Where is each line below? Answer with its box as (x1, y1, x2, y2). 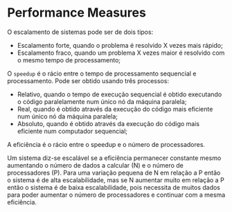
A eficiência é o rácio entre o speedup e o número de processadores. (7, 140, 206, 148)
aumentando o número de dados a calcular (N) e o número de (7, 161, 184, 169)
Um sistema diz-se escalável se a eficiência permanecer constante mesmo (7, 154, 222, 162)
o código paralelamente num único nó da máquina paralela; (17, 97, 187, 105)
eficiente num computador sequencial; (17, 127, 128, 135)
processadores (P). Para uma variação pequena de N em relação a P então (7, 168, 221, 177)
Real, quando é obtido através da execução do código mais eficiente (17, 105, 213, 113)
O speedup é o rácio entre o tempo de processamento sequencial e (7, 69, 197, 78)
